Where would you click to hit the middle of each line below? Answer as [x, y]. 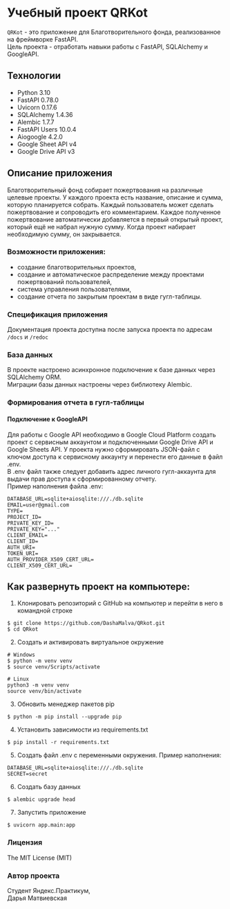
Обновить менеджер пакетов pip [66, 704]
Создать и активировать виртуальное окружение [90, 642]
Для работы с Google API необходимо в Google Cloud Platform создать [112, 434]
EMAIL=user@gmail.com [38, 505]
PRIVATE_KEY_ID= [30, 523]
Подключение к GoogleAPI [47, 419]
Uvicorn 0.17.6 [37, 107]
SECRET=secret [28, 774]
